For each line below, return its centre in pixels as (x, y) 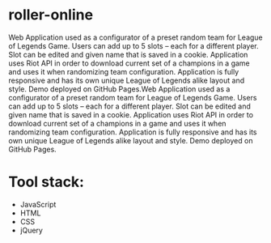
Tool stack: (47, 182)
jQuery (31, 230)
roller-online (51, 15)
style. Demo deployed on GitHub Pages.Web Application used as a (119, 89)
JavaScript (38, 204)
